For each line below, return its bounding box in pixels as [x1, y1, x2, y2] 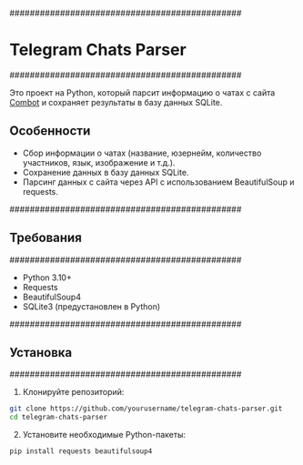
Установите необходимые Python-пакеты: [22, 430, 187, 440]
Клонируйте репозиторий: [22, 387, 125, 398]
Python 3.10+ [22, 272, 73, 283]
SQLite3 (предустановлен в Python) [22, 300, 161, 312]
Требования [9, 230, 82, 246]
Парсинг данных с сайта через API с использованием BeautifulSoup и [22, 177, 295, 187]
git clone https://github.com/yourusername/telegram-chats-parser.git [9, 404, 283, 413]
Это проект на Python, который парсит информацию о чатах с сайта [9, 86, 276, 98]
